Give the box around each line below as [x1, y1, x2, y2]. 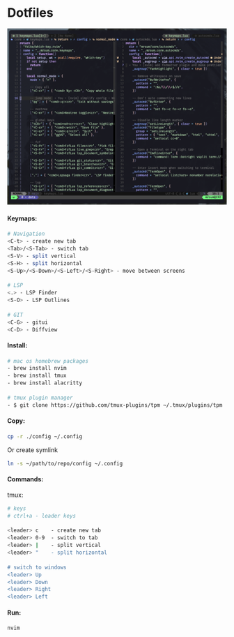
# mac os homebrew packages [7, 357, 89, 364]
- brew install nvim [7, 365, 68, 372]
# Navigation [7, 230, 45, 238]
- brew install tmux [7, 372, 68, 380]
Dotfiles [7, 5, 54, 21]
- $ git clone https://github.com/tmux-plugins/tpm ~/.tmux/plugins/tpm [7, 401, 223, 409]
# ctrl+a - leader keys [7, 512, 77, 519]
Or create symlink [7, 445, 58, 454]
